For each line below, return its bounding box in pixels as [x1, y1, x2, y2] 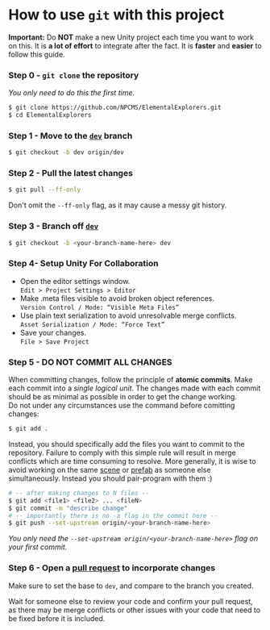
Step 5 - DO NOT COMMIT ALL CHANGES [8, 357, 172, 368]
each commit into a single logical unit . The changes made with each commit [8, 383, 261, 393]
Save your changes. [19, 328, 87, 337]
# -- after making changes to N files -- [8, 489, 150, 497]
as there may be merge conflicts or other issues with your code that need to [8, 605, 260, 615]
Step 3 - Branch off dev [8, 220, 99, 232]
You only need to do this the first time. [8, 88, 135, 98]
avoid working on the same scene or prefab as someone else [8, 465, 211, 474]
